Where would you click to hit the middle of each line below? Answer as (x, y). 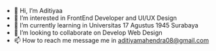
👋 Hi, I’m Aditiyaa (38, 11)
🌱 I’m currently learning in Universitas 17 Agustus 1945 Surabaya (106, 25)
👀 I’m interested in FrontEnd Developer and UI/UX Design (95, 18)
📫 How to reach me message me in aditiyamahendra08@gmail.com (111, 40)
